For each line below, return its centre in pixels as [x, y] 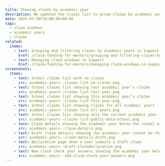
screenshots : [18, 69]
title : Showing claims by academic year [47, 10]
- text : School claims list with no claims [59, 78]
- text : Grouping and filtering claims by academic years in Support [87, 51]
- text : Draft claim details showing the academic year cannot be [83, 133]
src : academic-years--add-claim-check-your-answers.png [76, 156]
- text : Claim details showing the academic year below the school [84, 124]
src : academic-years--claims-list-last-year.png [69, 92]
